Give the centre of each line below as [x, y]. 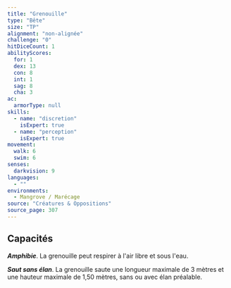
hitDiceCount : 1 [31, 46]
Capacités [30, 239]
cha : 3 [23, 92]
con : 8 [23, 73]
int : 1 [23, 79]
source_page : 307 [33, 211]
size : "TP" [23, 27]
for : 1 [23, 60]
